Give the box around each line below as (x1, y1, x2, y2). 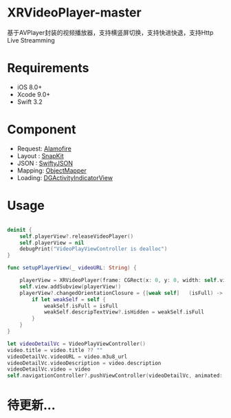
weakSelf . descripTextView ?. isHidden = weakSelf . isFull (43, 309, 205, 316)
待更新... (7, 397, 56, 413)
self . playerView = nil (19, 239, 85, 246)
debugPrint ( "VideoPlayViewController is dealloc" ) (19, 245, 168, 252)
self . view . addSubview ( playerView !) (19, 283, 122, 290)
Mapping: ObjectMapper (16, 166, 87, 175)
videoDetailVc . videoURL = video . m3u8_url (7, 353, 128, 360)
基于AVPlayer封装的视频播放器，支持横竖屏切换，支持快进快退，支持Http (7, 28, 214, 36)
